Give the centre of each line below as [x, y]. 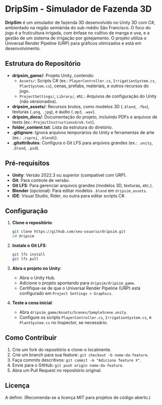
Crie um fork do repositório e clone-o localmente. [62, 349]
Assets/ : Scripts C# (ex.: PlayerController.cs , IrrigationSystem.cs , [88, 80]
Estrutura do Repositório [43, 64]
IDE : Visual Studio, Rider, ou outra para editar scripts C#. [69, 195]
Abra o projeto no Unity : [37, 268]
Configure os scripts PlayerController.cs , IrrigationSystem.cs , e [85, 317]
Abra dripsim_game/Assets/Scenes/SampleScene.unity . [73, 312]
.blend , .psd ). [26, 148]
